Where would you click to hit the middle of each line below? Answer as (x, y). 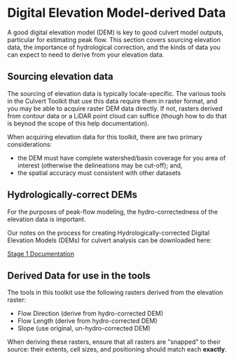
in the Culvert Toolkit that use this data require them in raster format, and (112, 101)
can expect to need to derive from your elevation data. (86, 55)
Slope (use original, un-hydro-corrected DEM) (84, 328)
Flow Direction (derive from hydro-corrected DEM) (90, 314)
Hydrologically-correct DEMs (73, 195)
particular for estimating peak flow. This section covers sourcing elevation (114, 39)
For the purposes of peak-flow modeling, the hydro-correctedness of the (113, 212)
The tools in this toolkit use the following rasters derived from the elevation (115, 293)
